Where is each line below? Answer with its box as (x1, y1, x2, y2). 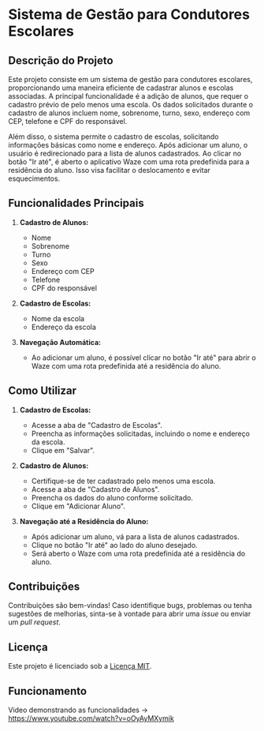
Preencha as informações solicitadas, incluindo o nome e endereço (31, 429, 251, 438)
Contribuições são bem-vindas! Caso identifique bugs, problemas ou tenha (8, 601, 252, 610)
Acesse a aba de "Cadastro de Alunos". (31, 484, 160, 494)
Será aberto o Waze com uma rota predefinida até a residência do (31, 549, 246, 558)
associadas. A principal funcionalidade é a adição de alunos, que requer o (8, 92, 249, 100)
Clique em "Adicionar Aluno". (31, 501, 126, 511)
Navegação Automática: (19, 337, 101, 347)
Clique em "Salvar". (31, 445, 95, 455)
